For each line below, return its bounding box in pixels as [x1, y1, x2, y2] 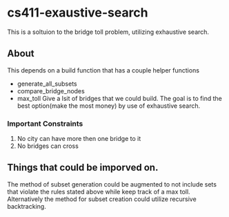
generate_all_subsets [17, 79, 77, 88]
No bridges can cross [17, 142, 79, 150]
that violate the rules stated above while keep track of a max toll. [7, 187, 191, 196]
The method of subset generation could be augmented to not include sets [7, 180, 217, 188]
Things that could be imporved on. [7, 162, 159, 173]
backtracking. [7, 202, 46, 210]
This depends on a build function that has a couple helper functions [7, 66, 200, 74]
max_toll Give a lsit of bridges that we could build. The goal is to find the [17, 94, 222, 102]
